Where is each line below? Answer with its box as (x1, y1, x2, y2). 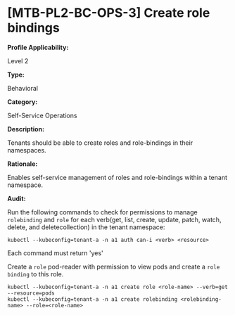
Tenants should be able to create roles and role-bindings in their (7, 139, 193, 147)
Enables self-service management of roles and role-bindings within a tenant (7, 173, 227, 181)
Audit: (7, 194, 26, 202)
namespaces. (7, 146, 47, 154)
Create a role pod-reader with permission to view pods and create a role (7, 262, 220, 271)
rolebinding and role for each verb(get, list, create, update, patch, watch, (7, 215, 222, 224)
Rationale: (7, 160, 38, 168)
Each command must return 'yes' (7, 248, 103, 257)
